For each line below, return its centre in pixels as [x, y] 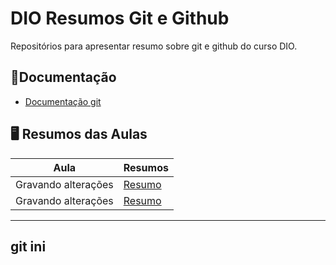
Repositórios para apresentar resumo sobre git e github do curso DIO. [154, 46]
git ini [28, 246]
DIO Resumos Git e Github [120, 18]
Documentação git [63, 101]
